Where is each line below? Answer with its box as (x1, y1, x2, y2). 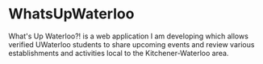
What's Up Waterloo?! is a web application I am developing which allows (8, 31, 248, 41)
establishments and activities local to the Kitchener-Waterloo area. (8, 48, 229, 58)
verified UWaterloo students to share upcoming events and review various (8, 39, 255, 49)
